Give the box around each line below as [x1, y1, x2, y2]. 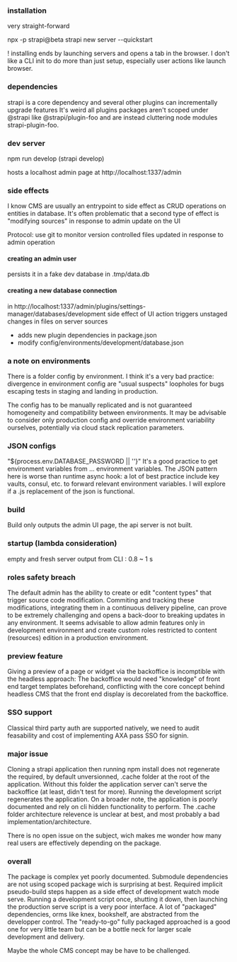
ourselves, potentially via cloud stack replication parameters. [7, 423, 185, 432]
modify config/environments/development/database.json [17, 338, 184, 347]
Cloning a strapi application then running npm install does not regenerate [7, 765, 221, 773]
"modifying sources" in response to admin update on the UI [7, 217, 181, 225]
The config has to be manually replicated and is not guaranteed [7, 401, 192, 409]
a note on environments [7, 356, 91, 366]
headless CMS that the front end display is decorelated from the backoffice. [7, 689, 229, 699]
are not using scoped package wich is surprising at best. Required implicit [7, 880, 223, 888]
